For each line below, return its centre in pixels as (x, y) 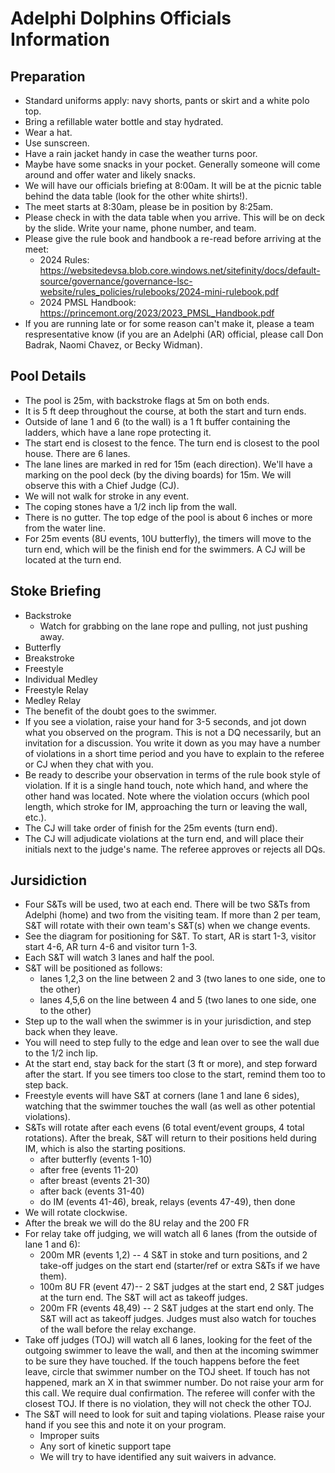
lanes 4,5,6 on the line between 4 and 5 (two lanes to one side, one (178, 1000)
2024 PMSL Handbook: (88, 302)
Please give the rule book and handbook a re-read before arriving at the (173, 238)
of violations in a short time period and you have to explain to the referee (174, 753)
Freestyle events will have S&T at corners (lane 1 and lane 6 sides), (162, 1096)
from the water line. (65, 528)
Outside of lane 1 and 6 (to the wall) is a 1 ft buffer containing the (157, 421)
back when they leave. (71, 1032)
